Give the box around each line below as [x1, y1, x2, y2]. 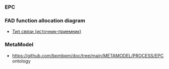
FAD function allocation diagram [5, 17, 85, 24]
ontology [12, 58, 31, 64]
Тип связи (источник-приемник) [12, 29, 82, 35]
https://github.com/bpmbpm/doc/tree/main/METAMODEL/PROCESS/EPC [12, 52, 164, 58]
